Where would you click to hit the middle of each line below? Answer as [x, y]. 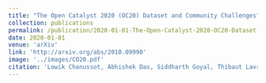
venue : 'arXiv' [33, 45]
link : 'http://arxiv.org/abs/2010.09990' [78, 52]
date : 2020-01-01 [37, 38]
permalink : [26, 30]
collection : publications [51, 23]
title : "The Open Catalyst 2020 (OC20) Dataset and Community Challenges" [134, 15]
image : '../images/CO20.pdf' [56, 60]
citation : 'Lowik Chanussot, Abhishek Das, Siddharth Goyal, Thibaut [125, 67]
